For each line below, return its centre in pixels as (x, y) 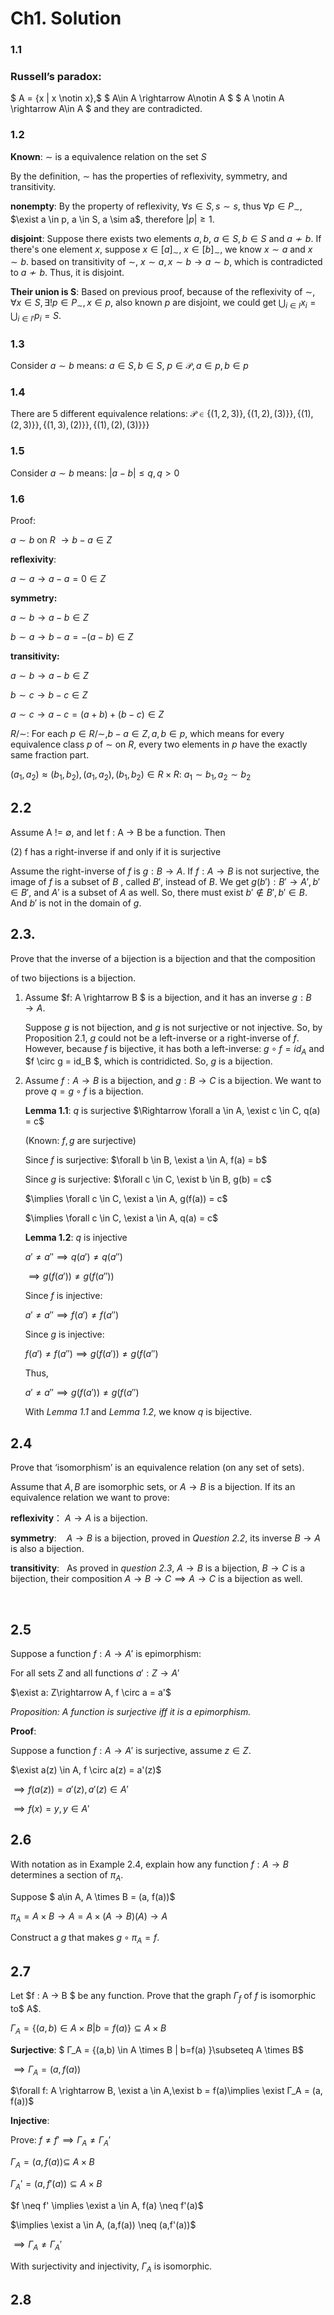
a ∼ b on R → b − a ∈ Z (61, 540)
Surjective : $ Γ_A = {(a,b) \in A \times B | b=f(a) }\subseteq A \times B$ (157, 2049)
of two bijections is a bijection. (73, 978)
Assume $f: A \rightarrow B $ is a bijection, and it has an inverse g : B (168, 997)
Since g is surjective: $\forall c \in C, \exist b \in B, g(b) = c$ (148, 1179)
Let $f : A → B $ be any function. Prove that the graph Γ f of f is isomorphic (163, 1996)
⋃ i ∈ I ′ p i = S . (36, 317)
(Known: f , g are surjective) (80, 1141)
